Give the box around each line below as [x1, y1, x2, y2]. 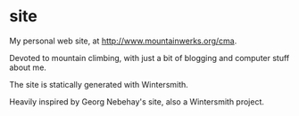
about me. [9, 62, 47, 73]
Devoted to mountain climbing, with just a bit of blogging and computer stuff [9, 52, 290, 63]
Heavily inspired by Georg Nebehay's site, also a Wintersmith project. [9, 96, 265, 107]
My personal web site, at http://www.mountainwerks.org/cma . [9, 35, 237, 46]
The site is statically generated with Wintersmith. [9, 79, 189, 89]
